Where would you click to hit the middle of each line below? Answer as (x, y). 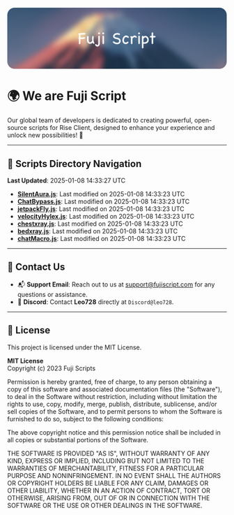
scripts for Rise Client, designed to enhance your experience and (122, 128)
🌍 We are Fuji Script (67, 96)
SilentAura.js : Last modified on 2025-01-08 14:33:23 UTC (101, 194)
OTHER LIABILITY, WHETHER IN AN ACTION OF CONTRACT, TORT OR (109, 491)
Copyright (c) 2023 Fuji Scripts (52, 368)
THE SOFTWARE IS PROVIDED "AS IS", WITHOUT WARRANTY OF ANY (109, 453)
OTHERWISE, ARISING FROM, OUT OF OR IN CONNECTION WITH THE (109, 498)
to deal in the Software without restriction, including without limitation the (112, 396)
